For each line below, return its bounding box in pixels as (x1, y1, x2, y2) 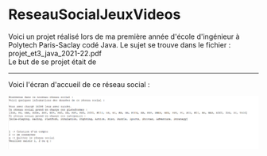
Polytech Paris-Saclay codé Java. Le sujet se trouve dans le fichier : (8, 40, 231, 49)
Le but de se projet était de (8, 57, 97, 67)
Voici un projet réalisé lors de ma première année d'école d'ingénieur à (8, 32, 240, 41)
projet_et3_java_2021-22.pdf (8, 48, 102, 58)
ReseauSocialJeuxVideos (8, 6, 181, 24)
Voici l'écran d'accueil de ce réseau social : (8, 79, 150, 89)
